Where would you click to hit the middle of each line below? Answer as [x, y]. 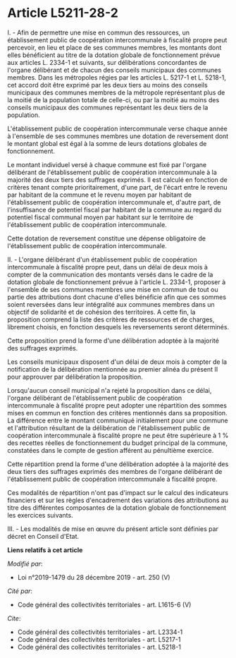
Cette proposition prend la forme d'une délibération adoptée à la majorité [113, 341]
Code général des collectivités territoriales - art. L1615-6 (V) [104, 604]
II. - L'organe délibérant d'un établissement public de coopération [102, 260]
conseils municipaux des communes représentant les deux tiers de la [108, 107]
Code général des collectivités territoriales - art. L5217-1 [99, 639]
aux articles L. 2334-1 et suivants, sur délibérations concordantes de [107, 62]
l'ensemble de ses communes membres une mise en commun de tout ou [113, 289]
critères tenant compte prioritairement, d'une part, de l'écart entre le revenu [117, 187]
